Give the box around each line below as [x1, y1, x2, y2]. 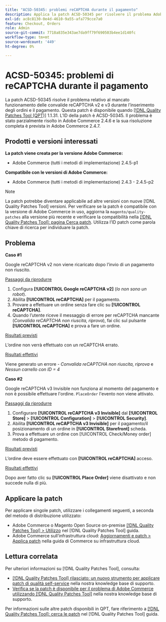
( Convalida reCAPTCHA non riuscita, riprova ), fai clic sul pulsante [12, 318, 147, 324]
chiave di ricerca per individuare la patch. [5, 225, 90, 231]
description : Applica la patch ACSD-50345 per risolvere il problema [5, 12, 152, 17]
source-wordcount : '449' [5, 40, 56, 45]
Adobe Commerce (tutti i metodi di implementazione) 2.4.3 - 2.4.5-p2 [12, 179, 154, 185]
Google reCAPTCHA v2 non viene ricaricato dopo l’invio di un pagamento [5, 262, 155, 268]
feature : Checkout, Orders [5, 21, 61, 26]
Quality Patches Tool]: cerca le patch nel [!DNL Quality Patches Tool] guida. [5, 611, 159, 617]
